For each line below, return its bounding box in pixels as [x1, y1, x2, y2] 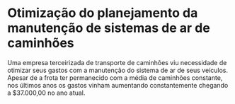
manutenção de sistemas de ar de [7, 20, 210, 36]
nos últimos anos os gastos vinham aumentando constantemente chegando [7, 81, 229, 89]
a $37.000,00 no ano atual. [7, 88, 86, 97]
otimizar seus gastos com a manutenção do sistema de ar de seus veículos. [7, 66, 229, 74]
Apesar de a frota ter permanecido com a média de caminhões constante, [7, 73, 223, 82]
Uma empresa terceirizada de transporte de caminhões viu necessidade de [7, 58, 227, 67]
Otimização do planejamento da [7, 5, 198, 21]
